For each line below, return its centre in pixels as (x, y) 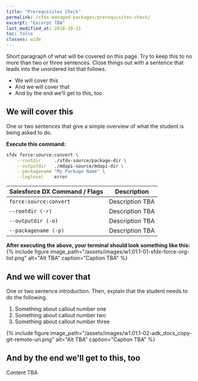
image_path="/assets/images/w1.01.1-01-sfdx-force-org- (120, 252)
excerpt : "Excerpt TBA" (36, 23)
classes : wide (24, 39)
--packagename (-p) (37, 231)
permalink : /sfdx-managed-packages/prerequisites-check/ (78, 17)
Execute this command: (36, 144)
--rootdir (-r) (31, 211)
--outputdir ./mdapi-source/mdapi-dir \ (70, 166)
